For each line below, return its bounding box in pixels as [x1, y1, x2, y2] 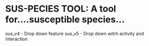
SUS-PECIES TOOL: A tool [5, 3, 116, 15]
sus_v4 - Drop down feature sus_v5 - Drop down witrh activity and [5, 30, 144, 36]
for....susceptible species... [5, 14, 125, 25]
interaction [5, 36, 28, 42]
